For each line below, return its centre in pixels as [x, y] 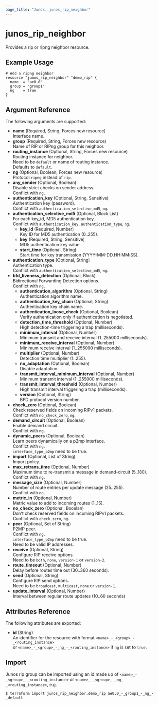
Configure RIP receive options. [43, 555]
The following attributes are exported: [43, 623]
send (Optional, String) [35, 576]
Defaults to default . [32, 167]
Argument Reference [38, 110]
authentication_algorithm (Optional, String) [64, 291]
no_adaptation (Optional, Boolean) [55, 363]
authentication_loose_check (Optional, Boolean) [69, 312]
